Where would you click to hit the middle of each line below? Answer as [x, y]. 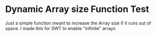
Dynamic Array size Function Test [77, 9]
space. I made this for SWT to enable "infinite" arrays [60, 28]
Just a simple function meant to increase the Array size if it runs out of [78, 23]
